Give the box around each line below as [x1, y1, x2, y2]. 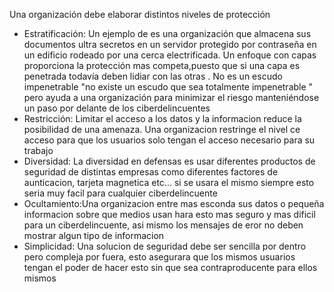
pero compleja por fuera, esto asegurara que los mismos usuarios [23, 251, 296, 263]
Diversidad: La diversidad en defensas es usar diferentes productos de [23, 155, 316, 167]
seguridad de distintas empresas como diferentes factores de [23, 166, 279, 178]
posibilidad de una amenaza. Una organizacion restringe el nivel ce [23, 124, 301, 135]
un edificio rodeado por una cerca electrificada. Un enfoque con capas [23, 49, 317, 61]
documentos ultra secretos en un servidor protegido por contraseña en [23, 39, 317, 50]
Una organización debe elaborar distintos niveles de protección [9, 9, 271, 20]
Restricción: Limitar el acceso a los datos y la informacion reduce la [23, 113, 302, 124]
